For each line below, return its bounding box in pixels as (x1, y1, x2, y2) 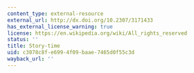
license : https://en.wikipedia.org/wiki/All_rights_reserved (7, 29, 188, 37)
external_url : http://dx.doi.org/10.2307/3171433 (7, 17, 154, 24)
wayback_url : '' (7, 56, 54, 63)
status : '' (7, 36, 39, 43)
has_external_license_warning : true (7, 23, 113, 30)
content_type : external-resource (7, 10, 104, 17)
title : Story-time (7, 42, 60, 49)
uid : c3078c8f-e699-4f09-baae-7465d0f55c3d (7, 49, 135, 56)
